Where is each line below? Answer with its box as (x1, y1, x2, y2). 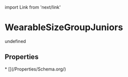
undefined (5, 38, 26, 44)
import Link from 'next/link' (5, 4, 61, 10)
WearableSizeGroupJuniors (5, 22, 123, 33)
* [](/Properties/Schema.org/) (5, 66, 67, 72)
